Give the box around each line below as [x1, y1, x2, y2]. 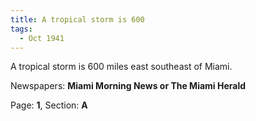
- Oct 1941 [19, 33, 65, 43]
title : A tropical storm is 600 [10, 14, 145, 25]
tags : [10, 24, 33, 34]
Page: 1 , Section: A [10, 99, 88, 111]
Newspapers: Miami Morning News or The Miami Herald [10, 80, 247, 92]
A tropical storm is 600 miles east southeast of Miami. [10, 61, 233, 73]
